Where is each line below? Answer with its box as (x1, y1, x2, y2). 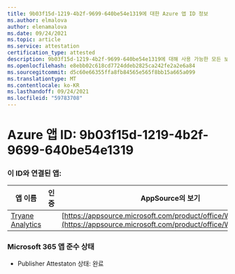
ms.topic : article (7, 36, 61, 43)
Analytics (10, 219, 42, 229)
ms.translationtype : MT (7, 75, 77, 82)
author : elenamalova (7, 23, 68, 30)
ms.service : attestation (7, 43, 80, 50)
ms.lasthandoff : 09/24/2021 (7, 88, 90, 95)
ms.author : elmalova (7, 17, 68, 24)
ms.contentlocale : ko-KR (7, 82, 80, 89)
